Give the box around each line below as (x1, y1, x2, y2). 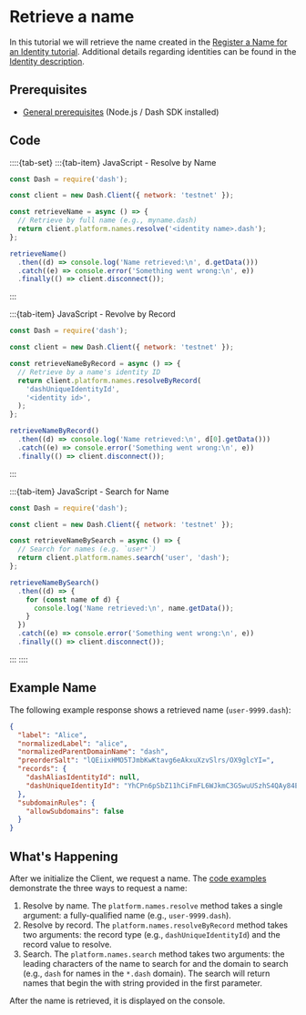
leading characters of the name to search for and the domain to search (22, 958, 289, 969)
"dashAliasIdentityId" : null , (25, 773, 141, 782)
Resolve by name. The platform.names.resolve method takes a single (22, 899, 283, 911)
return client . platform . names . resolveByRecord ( (17, 376, 202, 385)
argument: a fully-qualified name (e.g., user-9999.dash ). (22, 909, 232, 920)
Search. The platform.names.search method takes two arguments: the (22, 949, 285, 959)
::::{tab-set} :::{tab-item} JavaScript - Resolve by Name (9, 157, 217, 167)
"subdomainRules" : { (17, 798, 96, 807)
